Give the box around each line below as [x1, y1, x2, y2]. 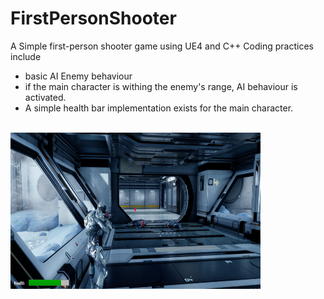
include [10, 50, 42, 62]
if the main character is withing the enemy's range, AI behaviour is [24, 80, 298, 92]
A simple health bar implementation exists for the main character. [24, 102, 294, 114]
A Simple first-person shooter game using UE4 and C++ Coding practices [10, 40, 314, 52]
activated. [24, 91, 67, 103]
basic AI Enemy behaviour [24, 70, 133, 82]
